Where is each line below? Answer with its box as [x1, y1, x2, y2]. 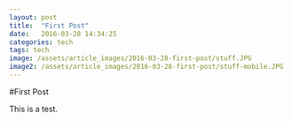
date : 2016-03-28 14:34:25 [9, 29, 117, 38]
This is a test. [9, 103, 59, 114]
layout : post [9, 12, 58, 22]
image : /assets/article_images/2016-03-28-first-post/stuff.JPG [9, 54, 252, 63]
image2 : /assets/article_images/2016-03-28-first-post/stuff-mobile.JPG [9, 63, 284, 72]
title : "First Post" [9, 21, 90, 30]
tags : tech [9, 46, 50, 55]
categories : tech [9, 37, 74, 47]
